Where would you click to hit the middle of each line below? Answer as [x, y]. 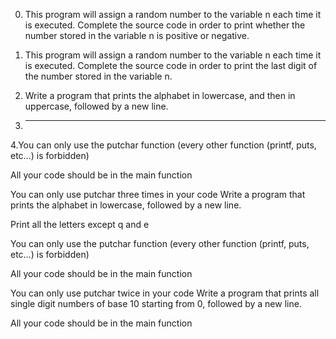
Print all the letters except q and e [80, 224]
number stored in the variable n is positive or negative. [137, 35]
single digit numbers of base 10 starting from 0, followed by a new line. [156, 303]
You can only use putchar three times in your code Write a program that [158, 194]
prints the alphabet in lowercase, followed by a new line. [126, 205]
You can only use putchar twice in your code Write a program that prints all [165, 293]
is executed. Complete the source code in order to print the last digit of [171, 65]
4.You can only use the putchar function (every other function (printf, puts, [163, 145]
